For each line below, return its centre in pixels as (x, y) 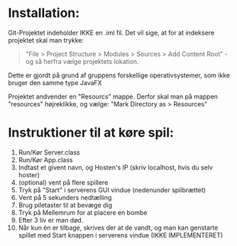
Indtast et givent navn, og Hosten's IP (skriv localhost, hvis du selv (116, 167)
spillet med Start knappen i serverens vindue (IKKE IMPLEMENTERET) (121, 235)
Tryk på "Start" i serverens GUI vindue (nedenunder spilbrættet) (112, 190)
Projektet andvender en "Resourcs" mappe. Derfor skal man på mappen (113, 96)
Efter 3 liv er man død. (51, 220)
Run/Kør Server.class (49, 152)
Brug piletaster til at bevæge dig (65, 205)
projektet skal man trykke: (46, 40)
